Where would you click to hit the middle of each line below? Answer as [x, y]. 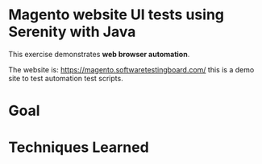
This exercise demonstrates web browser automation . [99, 54]
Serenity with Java [72, 32]
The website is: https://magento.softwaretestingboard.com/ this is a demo [131, 69]
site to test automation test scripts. [66, 78]
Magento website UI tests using [116, 15]
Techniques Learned [79, 148]
